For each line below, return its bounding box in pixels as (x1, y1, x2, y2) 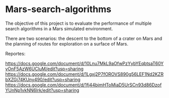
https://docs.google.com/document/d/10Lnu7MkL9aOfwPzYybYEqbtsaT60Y (5, 60, 164, 66)
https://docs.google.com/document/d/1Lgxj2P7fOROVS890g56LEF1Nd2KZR (5, 71, 164, 77)
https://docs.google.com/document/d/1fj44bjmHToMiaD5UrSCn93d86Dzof (5, 82, 162, 88)
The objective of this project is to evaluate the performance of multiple (5, 20, 152, 26)
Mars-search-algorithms (5, 4, 111, 15)
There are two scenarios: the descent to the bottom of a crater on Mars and (5, 35, 162, 41)
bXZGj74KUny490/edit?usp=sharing (5, 76, 81, 82)
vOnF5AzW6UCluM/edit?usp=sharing (5, 66, 84, 72)
